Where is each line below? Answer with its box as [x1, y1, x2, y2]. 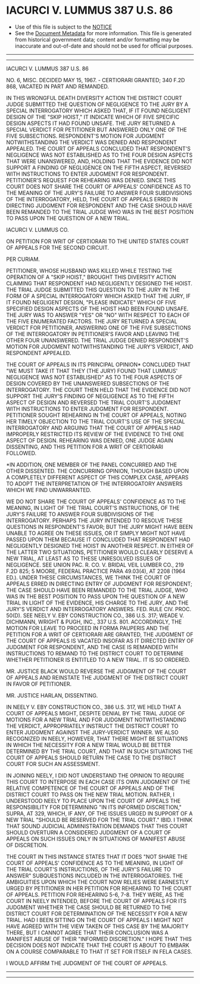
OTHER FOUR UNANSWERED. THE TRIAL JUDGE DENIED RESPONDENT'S [6, 337, 189, 344]
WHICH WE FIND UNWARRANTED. [6, 486, 92, 493]
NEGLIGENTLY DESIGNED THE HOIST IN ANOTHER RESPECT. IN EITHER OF [6, 542, 194, 549]
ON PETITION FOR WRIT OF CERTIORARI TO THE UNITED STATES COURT [6, 238, 189, 245]
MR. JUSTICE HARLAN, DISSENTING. [6, 692, 98, 699]
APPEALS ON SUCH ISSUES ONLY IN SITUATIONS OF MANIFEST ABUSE [6, 835, 186, 842]
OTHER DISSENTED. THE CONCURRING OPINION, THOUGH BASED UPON [6, 467, 189, 474]
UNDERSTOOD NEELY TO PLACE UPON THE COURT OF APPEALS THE [6, 797, 181, 804]
